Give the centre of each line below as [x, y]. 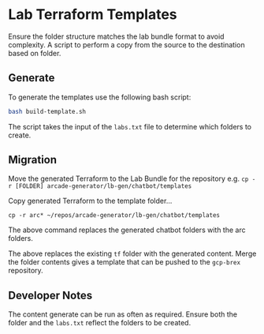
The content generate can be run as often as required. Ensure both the [123, 314]
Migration [33, 160]
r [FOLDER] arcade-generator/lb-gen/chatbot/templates [100, 186]
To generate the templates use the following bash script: [100, 97]
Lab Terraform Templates [93, 15]
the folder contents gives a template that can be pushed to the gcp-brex [125, 262]
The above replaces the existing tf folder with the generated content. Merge [132, 253]
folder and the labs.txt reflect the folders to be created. [100, 323]
